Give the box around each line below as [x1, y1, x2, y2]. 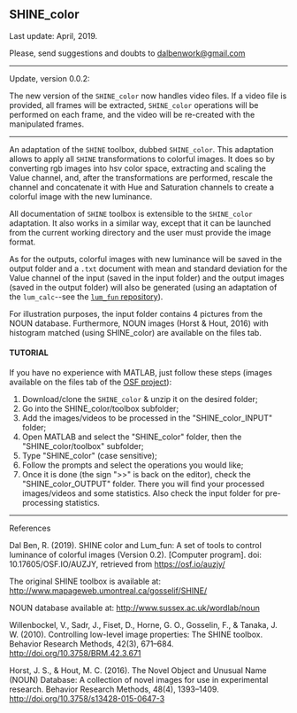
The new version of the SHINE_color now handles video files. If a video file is [9, 90, 287, 101]
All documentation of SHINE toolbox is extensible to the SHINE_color [9, 208, 254, 219]
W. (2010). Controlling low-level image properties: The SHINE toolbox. [9, 629, 263, 640]
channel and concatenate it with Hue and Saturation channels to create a [9, 182, 275, 192]
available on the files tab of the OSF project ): [9, 376, 172, 388]
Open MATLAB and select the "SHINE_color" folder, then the [21, 431, 242, 442]
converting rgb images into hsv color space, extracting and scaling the [9, 163, 267, 174]
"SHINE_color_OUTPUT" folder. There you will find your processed [21, 478, 265, 490]
